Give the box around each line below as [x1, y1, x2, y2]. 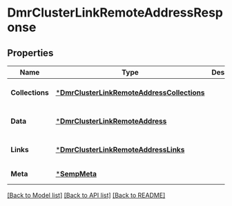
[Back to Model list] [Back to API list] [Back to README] [7, 191, 166, 199]
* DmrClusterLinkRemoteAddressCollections [55, 88, 205, 97]
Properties [7, 47, 54, 59]
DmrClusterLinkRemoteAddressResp [7, 5, 223, 21]
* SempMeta [55, 169, 97, 178]
